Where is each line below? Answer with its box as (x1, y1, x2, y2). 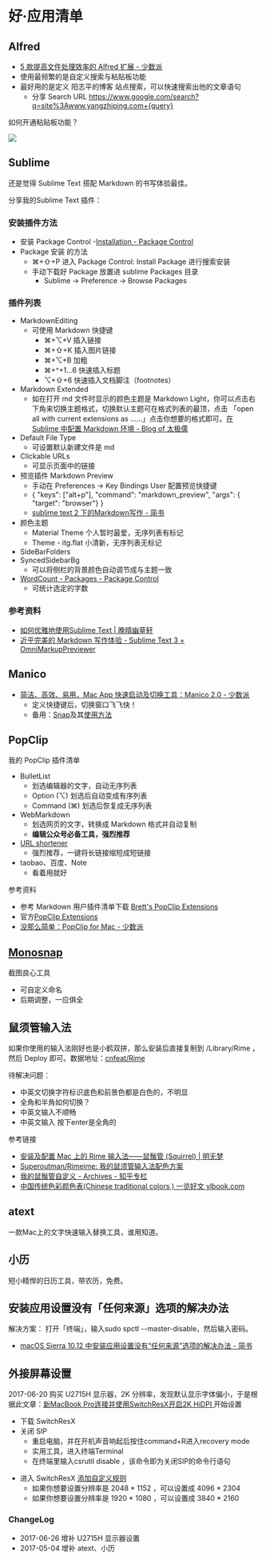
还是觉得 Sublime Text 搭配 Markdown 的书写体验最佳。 (8, 178, 192, 188)
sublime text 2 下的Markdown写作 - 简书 (31, 508, 165, 518)
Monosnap (8, 946, 63, 959)
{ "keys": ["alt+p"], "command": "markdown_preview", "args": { (31, 490, 241, 500)
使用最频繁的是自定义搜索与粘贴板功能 (19, 72, 146, 81)
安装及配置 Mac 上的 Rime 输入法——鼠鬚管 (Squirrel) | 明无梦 (19, 1151, 224, 1161)
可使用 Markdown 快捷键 (31, 326, 113, 335)
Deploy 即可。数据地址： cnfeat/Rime (23, 1053, 145, 1062)
